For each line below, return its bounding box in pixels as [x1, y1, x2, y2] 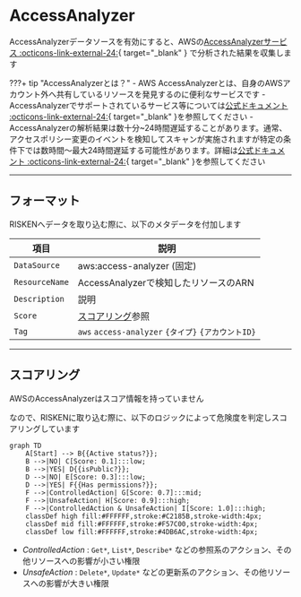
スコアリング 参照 [77, 310, 150, 323]
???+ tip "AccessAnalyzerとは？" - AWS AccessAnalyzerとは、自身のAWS [9, 77, 283, 88]
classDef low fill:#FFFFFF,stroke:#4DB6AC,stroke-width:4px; [25, 527, 258, 536]
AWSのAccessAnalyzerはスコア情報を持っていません [9, 393, 204, 403]
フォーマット [9, 194, 81, 209]
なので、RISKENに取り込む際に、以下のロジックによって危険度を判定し [9, 411, 272, 422]
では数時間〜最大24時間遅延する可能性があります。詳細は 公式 [24, 144, 254, 155]
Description [13, 293, 65, 304]
